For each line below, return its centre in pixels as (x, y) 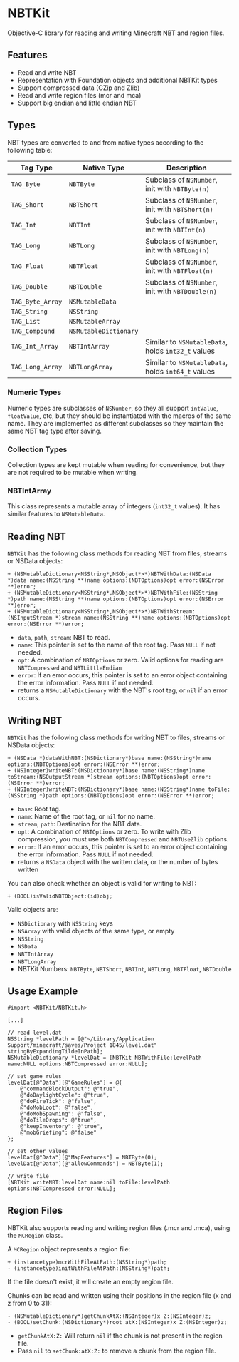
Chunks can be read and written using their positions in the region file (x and (119, 1295)
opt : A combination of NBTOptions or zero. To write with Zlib (104, 831)
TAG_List (26, 321)
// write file (28, 1176)
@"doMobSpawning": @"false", (63, 1114)
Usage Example (43, 992)
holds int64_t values (180, 371)
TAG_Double (29, 286)
